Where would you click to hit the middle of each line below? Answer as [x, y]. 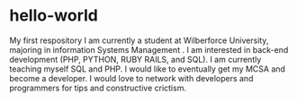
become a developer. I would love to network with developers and [131, 78]
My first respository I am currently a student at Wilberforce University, [139, 40]
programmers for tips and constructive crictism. [98, 88]
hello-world [54, 16]
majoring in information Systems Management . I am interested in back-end [149, 49]
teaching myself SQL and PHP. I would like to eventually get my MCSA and [148, 69]
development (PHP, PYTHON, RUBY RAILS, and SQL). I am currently [135, 59]
